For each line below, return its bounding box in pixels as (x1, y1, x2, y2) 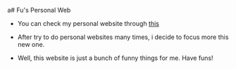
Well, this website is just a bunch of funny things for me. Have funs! (17, 54, 213, 62)
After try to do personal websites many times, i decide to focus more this (17, 33, 229, 41)
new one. (17, 40, 45, 48)
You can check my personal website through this (17, 20, 160, 27)
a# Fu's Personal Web (7, 6, 71, 14)
